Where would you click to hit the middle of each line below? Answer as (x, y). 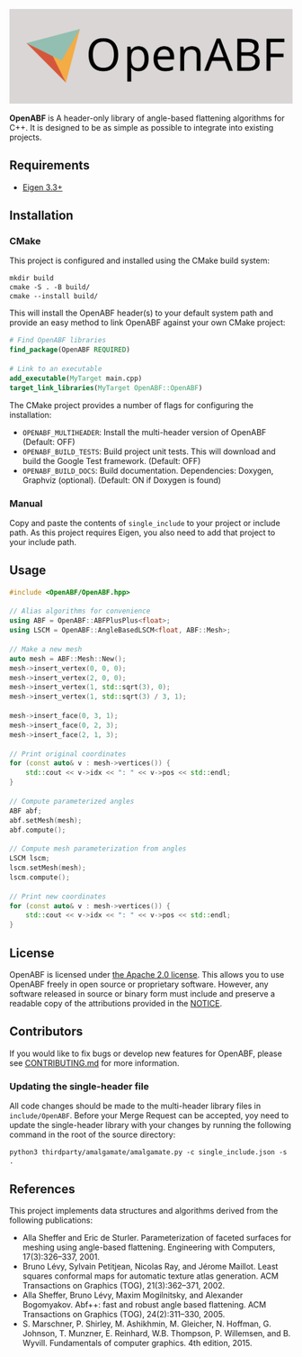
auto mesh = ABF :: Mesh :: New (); (68, 659)
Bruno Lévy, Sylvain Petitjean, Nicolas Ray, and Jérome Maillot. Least (150, 1266)
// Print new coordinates (58, 897)
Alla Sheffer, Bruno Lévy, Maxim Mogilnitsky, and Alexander (133, 1295)
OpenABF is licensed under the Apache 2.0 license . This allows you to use (147, 974)
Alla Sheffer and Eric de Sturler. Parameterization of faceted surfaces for (157, 1237)
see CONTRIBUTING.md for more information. (94, 1062)
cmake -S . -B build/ (50, 287)
